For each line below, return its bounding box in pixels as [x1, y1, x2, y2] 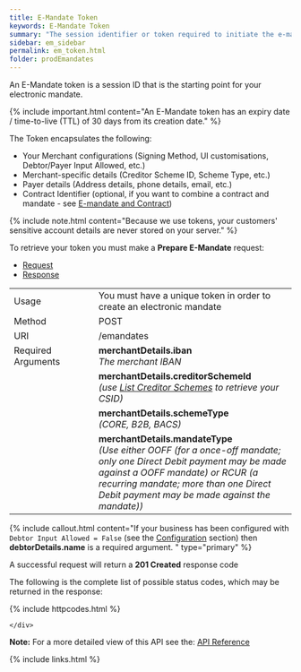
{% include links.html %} [9, 654, 100, 664]
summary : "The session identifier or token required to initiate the [9, 30, 275, 39]
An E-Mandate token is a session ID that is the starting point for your [9, 80, 262, 90]
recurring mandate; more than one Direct [98, 478, 271, 489]
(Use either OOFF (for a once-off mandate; [98, 444, 281, 456]
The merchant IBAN [98, 356, 182, 367]
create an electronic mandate [98, 301, 222, 313]
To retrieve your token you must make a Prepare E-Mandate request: [9, 243, 264, 253]
